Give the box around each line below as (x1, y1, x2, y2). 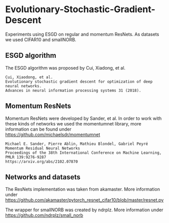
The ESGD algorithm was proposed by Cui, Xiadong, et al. (5, 65, 125, 71)
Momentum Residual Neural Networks (5, 146, 80, 151)
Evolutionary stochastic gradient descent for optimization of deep (5, 79, 153, 84)
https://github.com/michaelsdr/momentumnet (5, 131, 100, 138)
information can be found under (5, 126, 72, 132)
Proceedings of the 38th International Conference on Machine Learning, (5, 150, 162, 155)
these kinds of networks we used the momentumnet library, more (5, 120, 142, 126)
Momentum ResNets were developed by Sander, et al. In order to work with (5, 115, 162, 121)
